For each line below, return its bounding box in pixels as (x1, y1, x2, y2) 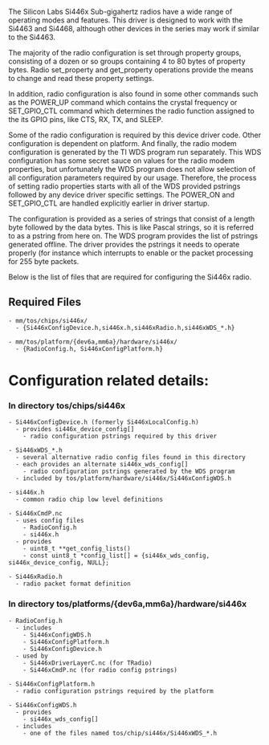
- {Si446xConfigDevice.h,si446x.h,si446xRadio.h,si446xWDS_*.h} (15, 324, 235, 332)
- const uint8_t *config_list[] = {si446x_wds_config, (22, 552, 210, 560)
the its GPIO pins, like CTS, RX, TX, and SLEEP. (8, 115, 163, 124)
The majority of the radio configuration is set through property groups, (8, 48, 242, 57)
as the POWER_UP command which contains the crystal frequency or (8, 98, 238, 107)
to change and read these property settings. (8, 74, 155, 83)
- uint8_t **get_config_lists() (22, 545, 131, 553)
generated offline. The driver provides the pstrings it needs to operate (8, 240, 240, 249)
